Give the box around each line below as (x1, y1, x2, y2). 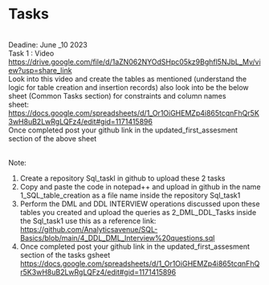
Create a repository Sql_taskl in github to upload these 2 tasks (19, 173, 226, 183)
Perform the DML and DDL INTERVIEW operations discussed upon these (19, 198, 260, 209)
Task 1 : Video (8, 48, 55, 58)
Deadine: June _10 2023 (8, 39, 88, 49)
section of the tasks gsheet (19, 250, 111, 259)
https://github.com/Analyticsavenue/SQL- (19, 224, 158, 234)
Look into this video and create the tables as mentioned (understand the (8, 74, 247, 83)
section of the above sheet (8, 133, 97, 143)
